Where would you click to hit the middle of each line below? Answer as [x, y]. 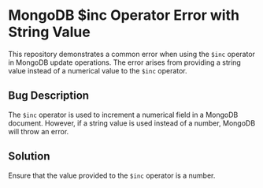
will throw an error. [39, 131]
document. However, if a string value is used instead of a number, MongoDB [132, 123]
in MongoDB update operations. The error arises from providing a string [125, 62]
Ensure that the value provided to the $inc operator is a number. [112, 175]
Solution [29, 156]
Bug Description [48, 96]
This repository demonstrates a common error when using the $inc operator [132, 54]
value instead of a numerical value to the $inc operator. [98, 70]
